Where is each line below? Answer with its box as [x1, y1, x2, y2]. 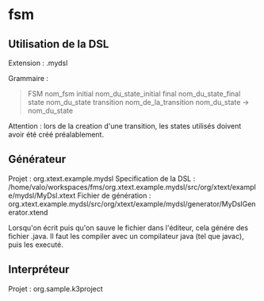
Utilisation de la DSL [8, 37, 109, 51]
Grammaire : [8, 74, 49, 83]
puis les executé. [8, 240, 63, 249]
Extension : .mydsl [8, 58, 68, 68]
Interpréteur [8, 263, 70, 276]
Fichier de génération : [77, 191, 151, 200]
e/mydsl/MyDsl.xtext [8, 191, 76, 200]
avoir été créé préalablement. [8, 129, 105, 139]
